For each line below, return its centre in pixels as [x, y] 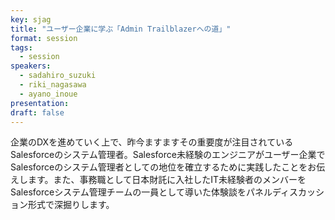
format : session [44, 38]
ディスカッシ [298, 192]
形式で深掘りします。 [71, 205]
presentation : [40, 103]
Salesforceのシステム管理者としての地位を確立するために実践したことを [159, 167]
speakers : [31, 66]
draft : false [37, 112]
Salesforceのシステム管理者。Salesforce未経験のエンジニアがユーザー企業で [168, 155]
